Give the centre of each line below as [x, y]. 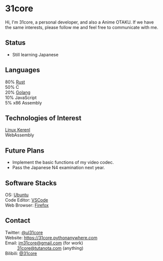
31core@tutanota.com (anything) [50, 248]
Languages [23, 70]
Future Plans [25, 150]
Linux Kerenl [18, 130]
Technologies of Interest [43, 118]
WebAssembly [20, 135]
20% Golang [18, 92]
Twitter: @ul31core [24, 232]
